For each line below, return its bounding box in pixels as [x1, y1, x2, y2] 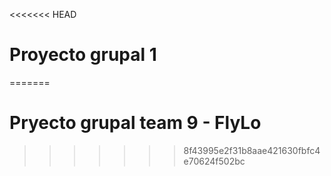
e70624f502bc [183, 155, 246, 167]
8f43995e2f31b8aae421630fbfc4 [183, 144, 321, 156]
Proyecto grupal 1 [9, 44, 157, 66]
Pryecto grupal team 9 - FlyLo [9, 112, 262, 134]
